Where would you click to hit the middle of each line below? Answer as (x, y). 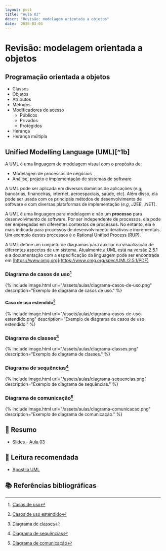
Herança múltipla (30, 137)
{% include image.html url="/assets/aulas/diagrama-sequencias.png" (76, 379)
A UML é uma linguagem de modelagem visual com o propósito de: (74, 164)
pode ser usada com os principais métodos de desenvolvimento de (74, 199)
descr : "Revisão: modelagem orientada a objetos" (57, 19)
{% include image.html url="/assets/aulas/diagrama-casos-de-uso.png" (79, 285)
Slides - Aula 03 (29, 442)
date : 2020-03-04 (24, 24)
